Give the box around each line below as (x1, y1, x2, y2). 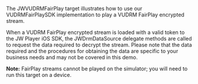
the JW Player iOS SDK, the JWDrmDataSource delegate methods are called (6, 35, 192, 42)
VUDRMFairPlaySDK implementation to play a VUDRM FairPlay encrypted (6, 11, 185, 18)
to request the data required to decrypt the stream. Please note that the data (6, 41, 192, 48)
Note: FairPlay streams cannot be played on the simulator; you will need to (6, 65, 188, 72)
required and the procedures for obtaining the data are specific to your (6, 48, 178, 55)
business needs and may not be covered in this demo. (6, 54, 138, 61)
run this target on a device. (6, 72, 72, 78)
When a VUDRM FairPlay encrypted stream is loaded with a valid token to (6, 29, 185, 36)
